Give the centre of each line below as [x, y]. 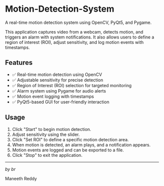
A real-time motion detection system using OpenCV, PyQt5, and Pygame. [78, 22]
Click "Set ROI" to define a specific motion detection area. [71, 139]
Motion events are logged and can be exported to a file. [68, 150]
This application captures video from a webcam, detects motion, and [74, 32]
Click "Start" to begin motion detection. [51, 129]
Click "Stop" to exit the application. [47, 155]
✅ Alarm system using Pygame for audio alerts [59, 91]
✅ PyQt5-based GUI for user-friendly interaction [61, 102]
